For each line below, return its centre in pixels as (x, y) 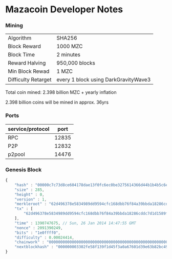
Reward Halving (27, 63)
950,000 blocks (76, 63)
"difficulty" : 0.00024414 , (44, 237)
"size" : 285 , (29, 190)
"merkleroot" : (31, 204)
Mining (14, 26)
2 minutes (68, 55)
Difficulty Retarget (30, 79)
